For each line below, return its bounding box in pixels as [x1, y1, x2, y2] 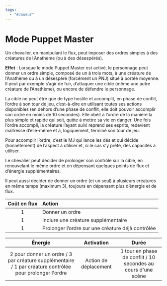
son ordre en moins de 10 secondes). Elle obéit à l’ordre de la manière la [5, 112, 153, 118]
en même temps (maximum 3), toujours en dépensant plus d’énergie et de [5, 183, 157, 189]
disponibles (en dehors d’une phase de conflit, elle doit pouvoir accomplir [5, 106, 156, 112]
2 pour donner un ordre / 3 [9, 251, 73, 258]
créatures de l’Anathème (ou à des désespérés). [5, 55, 103, 61]
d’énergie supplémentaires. [5, 168, 61, 174]
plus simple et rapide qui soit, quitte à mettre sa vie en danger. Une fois [5, 117, 151, 123]
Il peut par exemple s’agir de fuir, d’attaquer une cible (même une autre [5, 81, 151, 87]
